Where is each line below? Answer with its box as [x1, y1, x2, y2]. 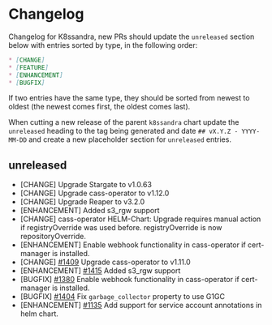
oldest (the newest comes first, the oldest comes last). [8, 102, 191, 112]
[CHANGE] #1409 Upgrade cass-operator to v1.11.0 [19, 257, 191, 267]
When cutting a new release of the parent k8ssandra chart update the [8, 118, 240, 127]
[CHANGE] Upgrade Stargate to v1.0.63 [19, 180, 153, 190]
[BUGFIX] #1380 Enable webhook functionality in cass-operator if [19, 275, 240, 284]
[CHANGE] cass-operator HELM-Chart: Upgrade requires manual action [19, 214, 261, 224]
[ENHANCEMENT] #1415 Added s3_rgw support [19, 266, 181, 276]
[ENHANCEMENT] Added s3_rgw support [19, 206, 160, 216]
